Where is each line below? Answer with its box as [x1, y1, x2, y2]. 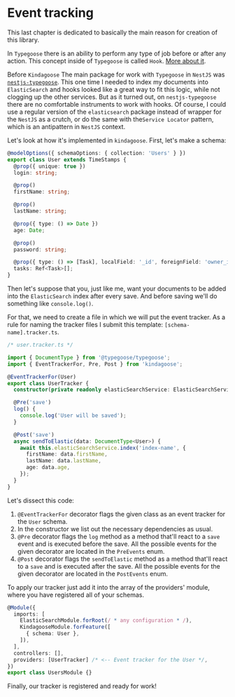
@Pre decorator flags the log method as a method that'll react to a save [17, 532, 220, 540]
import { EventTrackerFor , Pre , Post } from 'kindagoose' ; [7, 360, 183, 368]
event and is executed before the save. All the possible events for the [17, 539, 217, 548]
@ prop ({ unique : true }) [13, 163, 86, 170]
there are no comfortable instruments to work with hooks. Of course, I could [7, 100, 227, 108]
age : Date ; [13, 227, 45, 234]
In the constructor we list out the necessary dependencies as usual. [17, 524, 213, 533]
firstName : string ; [13, 188, 71, 196]
